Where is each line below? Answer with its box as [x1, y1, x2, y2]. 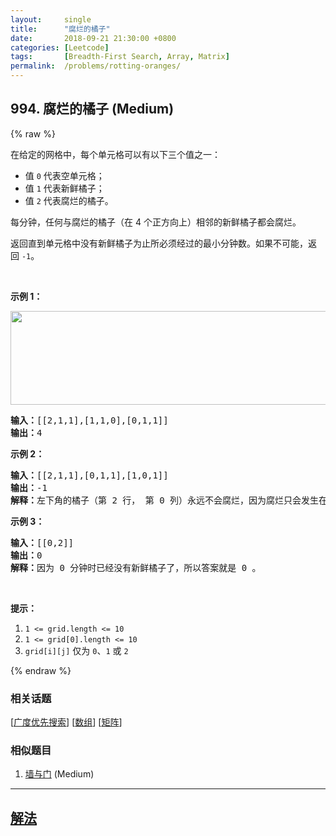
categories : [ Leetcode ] [10, 42, 110, 53]
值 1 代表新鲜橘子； [24, 182, 105, 194]
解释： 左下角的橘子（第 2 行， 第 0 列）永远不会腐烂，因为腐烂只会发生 [10, 494, 319, 506]
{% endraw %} [10, 664, 72, 676]
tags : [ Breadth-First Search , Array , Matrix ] [10, 52, 230, 62]
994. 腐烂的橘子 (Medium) [10, 101, 175, 118]
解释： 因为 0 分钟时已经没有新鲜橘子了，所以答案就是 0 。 [10, 562, 262, 573]
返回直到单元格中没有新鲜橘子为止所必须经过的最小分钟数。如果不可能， [10, 237, 308, 249]
